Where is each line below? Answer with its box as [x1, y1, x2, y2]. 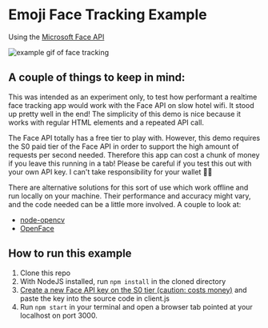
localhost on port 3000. [19, 310, 98, 320]
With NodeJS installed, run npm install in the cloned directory [19, 276, 226, 286]
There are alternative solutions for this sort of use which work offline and [8, 182, 249, 192]
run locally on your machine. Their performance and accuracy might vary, [8, 190, 251, 201]
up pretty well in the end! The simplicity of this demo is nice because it [8, 109, 242, 118]
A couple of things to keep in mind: [8, 70, 186, 85]
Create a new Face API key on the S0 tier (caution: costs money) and [19, 285, 247, 294]
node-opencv [19, 214, 66, 225]
